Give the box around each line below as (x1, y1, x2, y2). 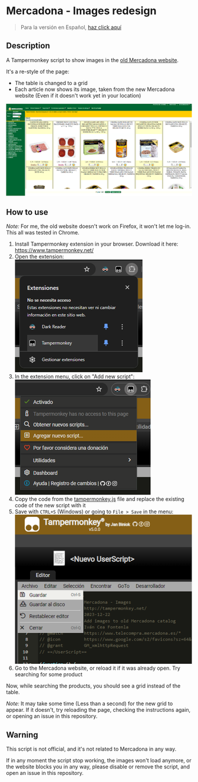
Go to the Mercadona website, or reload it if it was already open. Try (14, 664, 181, 672)
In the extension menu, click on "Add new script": (14, 373, 135, 380)
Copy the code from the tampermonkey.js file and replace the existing (14, 496, 184, 503)
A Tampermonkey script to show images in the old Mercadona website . (6, 56, 179, 63)
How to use (6, 207, 48, 217)
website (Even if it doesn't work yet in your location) (14, 92, 141, 99)
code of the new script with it (14, 502, 86, 509)
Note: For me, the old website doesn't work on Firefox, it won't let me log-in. (6, 223, 192, 230)
